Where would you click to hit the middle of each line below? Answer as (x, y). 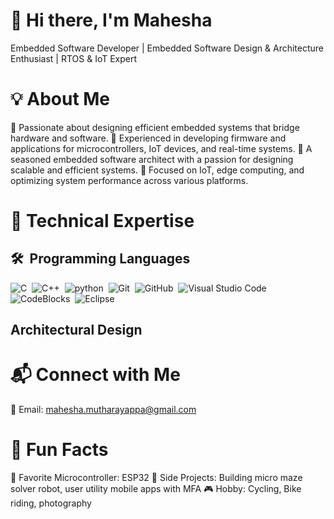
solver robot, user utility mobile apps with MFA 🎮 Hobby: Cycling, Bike (156, 489)
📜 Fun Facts (59, 450)
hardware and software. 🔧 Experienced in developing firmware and (148, 138)
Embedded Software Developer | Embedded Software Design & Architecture (167, 48)
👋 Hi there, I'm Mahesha (111, 20)
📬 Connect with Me (95, 375)
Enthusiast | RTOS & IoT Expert (74, 58)
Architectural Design (76, 330)
